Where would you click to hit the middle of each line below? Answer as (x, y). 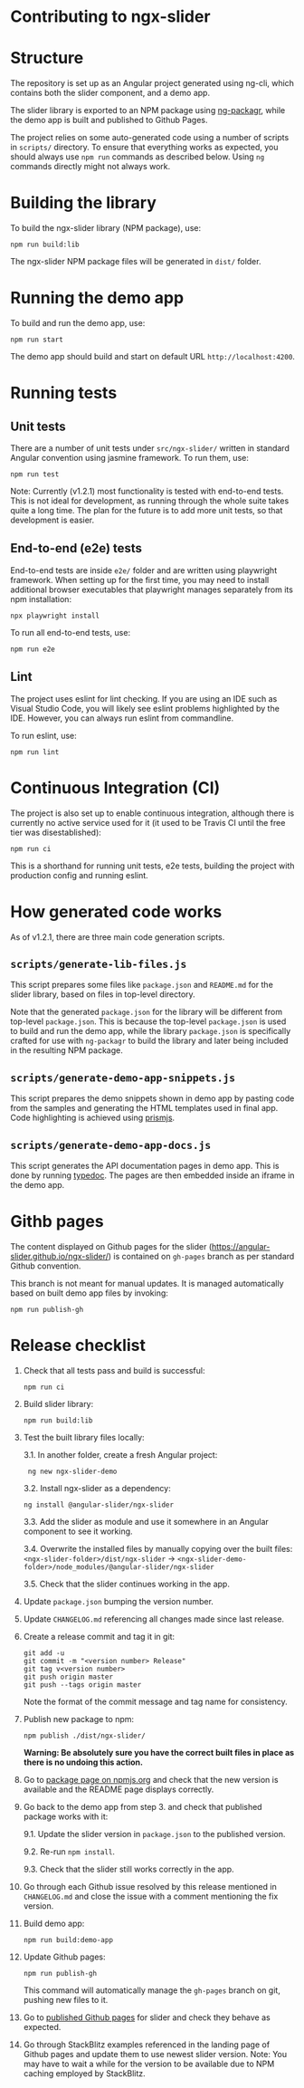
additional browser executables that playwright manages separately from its (152, 589)
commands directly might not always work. (90, 167)
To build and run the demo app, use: (78, 323)
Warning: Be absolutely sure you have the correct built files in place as (159, 1752)
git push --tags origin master (82, 1685)
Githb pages (57, 1222)
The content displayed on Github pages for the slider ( (111, 1246)
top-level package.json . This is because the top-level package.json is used (148, 1021)
